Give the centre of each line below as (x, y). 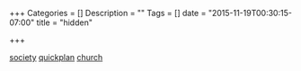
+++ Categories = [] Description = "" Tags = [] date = (108, 13)
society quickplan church (56, 57)
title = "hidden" (64, 22)
